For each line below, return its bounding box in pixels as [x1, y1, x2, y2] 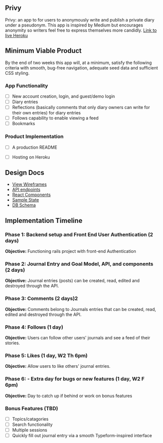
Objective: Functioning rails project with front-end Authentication [5, 248, 136, 254]
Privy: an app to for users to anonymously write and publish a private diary [5, 17, 155, 22]
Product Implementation [5, 133, 64, 140]
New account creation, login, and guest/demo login [12, 93, 115, 99]
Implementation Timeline [5, 216, 83, 224]
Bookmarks [12, 121, 36, 127]
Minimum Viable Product [5, 46, 82, 55]
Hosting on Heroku [12, 154, 50, 160]
